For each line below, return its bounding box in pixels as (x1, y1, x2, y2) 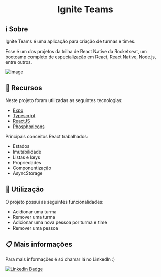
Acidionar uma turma (12, 208, 57, 215)
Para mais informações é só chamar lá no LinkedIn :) (5, 256, 115, 262)
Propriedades (12, 159, 42, 165)
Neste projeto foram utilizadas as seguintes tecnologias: (5, 97, 123, 103)
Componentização (12, 165, 52, 171)
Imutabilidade (12, 148, 42, 155)
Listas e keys (12, 154, 40, 160)
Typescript (12, 112, 36, 118)
